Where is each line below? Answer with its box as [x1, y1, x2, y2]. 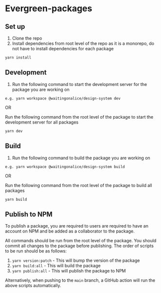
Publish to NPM [5, 210, 53, 219]
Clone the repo [12, 35, 42, 41]
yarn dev [5, 128, 23, 133]
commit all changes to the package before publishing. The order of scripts [5, 243, 154, 249]
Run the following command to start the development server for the [12, 81, 147, 87]
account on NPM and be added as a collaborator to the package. [5, 228, 135, 234]
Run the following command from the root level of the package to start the [5, 114, 154, 120]
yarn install [5, 55, 32, 60]
